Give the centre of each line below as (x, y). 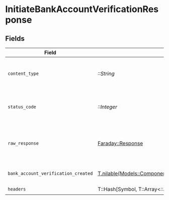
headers (17, 189)
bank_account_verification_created (50, 174)
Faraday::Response (120, 143)
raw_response (23, 143)
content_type (23, 74)
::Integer (107, 107)
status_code (22, 107)
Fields (15, 38)
